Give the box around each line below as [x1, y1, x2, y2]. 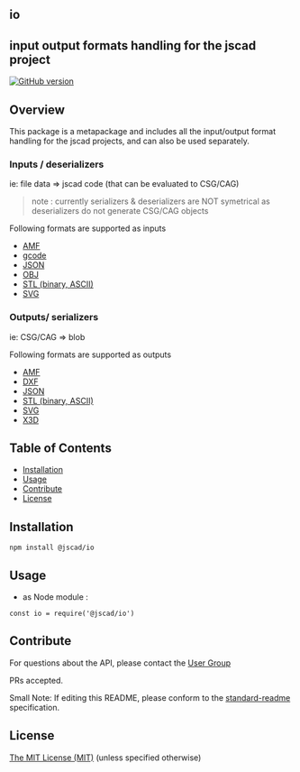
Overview [9, 102, 66, 117]
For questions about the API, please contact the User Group [9, 657, 232, 668]
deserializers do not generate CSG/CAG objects [31, 206, 209, 216]
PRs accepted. [9, 675, 64, 685]
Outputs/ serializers [9, 311, 99, 324]
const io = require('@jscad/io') [9, 609, 135, 619]
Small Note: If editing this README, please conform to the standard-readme [9, 692, 291, 703]
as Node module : [22, 592, 88, 602]
